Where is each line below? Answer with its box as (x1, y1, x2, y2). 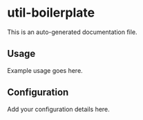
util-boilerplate (7, 5, 95, 21)
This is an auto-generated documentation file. (7, 28, 137, 36)
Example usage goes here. (7, 66, 83, 74)
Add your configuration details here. (7, 105, 111, 113)
